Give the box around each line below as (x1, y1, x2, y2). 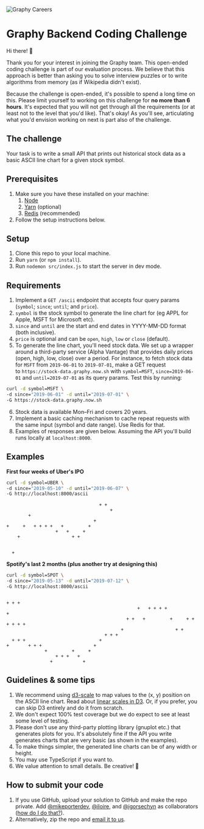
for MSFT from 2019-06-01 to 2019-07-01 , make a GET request (15, 361, 166, 368)
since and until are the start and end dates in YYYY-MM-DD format (15, 323, 186, 330)
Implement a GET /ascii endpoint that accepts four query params (15, 296, 180, 304)
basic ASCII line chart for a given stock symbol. (6, 156, 125, 164)
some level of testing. (15, 717, 69, 724)
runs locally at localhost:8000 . (15, 434, 93, 441)
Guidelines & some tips (6, 675, 96, 685)
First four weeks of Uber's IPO (6, 467, 84, 475)
